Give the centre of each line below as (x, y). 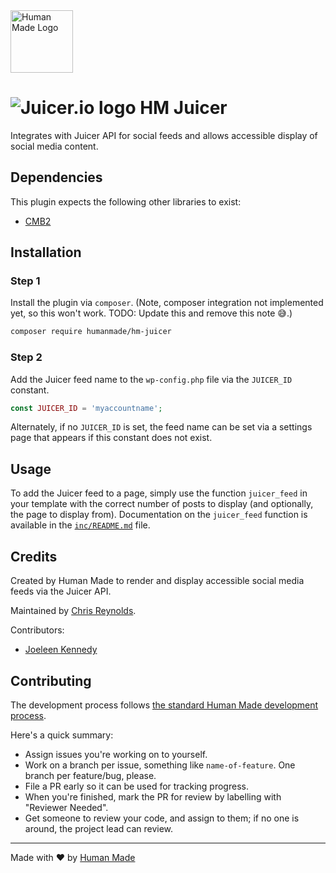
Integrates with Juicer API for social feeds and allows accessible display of (164, 135)
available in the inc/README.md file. (80, 525)
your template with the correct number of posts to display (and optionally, (162, 504)
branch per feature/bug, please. (90, 775)
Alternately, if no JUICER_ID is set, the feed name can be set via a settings (161, 427)
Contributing (51, 680)
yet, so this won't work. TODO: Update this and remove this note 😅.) (151, 313)
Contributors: (37, 630)
